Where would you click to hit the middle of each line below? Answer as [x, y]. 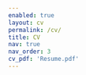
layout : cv [26, 23]
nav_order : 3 [30, 52]
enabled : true [32, 15]
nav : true [24, 45]
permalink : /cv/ [35, 30]
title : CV [24, 37]
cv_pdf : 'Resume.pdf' [44, 59]
